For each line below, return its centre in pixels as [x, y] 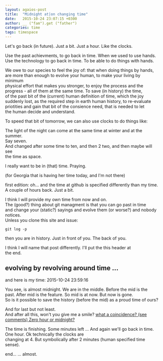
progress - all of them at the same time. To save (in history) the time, [74, 91]
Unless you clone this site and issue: [42, 220]
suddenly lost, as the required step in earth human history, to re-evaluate [78, 101]
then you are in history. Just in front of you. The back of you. [66, 238]
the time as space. [24, 156]
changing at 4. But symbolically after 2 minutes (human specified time [75, 339]
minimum [14, 80]
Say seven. [16, 141]
